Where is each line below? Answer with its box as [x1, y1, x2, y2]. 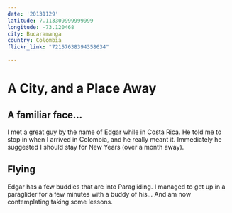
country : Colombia [7, 37, 62, 44]
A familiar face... [7, 108, 83, 121]
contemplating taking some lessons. [7, 197, 114, 206]
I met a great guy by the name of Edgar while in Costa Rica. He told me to [7, 128, 222, 136]
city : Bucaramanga [7, 30, 62, 38]
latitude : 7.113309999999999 [7, 17, 94, 24]
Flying [7, 163, 35, 175]
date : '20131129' [7, 10, 59, 18]
